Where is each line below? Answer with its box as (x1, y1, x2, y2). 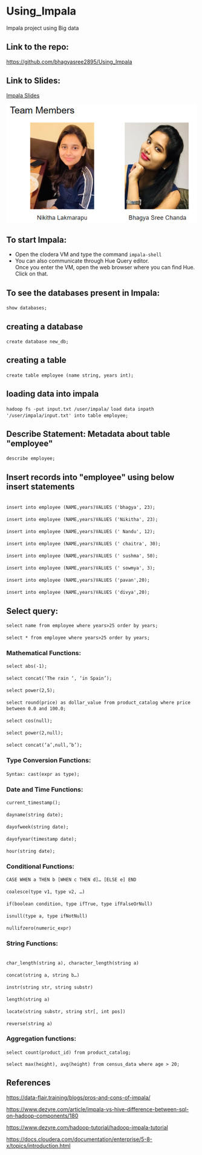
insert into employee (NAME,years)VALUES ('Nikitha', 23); (6, 517, 158, 523)
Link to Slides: (6, 76, 60, 86)
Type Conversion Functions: (6, 756, 91, 765)
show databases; (6, 305, 47, 311)
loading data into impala (6, 389, 99, 399)
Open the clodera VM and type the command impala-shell (15, 251, 162, 258)
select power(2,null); (6, 730, 64, 736)
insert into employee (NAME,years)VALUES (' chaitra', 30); (6, 541, 161, 547)
